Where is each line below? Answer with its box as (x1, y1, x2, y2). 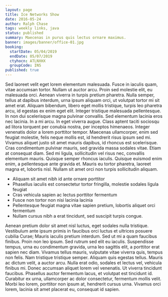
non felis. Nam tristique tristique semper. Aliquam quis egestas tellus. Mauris (5, 255, 163, 260)
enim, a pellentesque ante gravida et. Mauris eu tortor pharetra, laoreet (5, 161, 151, 167)
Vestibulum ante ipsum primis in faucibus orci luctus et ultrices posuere (5, 228, 152, 234)
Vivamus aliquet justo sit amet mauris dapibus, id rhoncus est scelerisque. (5, 140, 158, 145)
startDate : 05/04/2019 (9, 49, 57, 54)
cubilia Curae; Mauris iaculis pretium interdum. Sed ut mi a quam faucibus (5, 233, 157, 239)
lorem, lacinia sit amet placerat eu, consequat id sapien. (5, 287, 120, 292)
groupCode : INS (9, 63, 41, 68)
